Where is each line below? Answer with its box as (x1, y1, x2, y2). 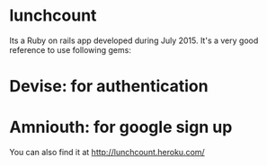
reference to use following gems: (9, 44, 132, 55)
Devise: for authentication (9, 76, 209, 97)
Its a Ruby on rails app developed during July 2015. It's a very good (9, 35, 259, 46)
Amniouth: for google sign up (9, 118, 233, 137)
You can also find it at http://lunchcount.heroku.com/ (9, 147, 205, 158)
